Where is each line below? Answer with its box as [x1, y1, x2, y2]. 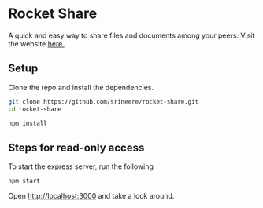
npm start [8, 177, 41, 185]
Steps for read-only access [8, 140, 145, 154]
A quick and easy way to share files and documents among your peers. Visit [8, 31, 255, 40]
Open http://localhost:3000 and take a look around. [8, 192, 175, 201]
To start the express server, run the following [8, 162, 154, 171]
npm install [8, 119, 47, 127]
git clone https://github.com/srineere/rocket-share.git [8, 97, 199, 106]
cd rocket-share [8, 105, 61, 113]
